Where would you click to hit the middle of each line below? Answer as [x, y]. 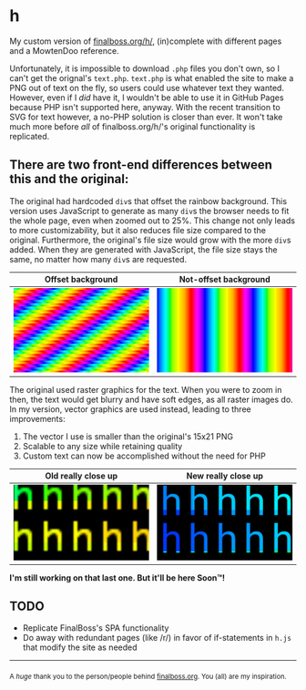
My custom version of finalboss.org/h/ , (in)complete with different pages [146, 41]
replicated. [30, 136]
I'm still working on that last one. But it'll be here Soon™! [117, 577]
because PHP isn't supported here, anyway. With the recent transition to [145, 107]
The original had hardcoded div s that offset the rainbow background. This [148, 201]
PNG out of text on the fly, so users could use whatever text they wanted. [147, 88]
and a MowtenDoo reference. [65, 50]
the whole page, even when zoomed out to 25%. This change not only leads [153, 221]
